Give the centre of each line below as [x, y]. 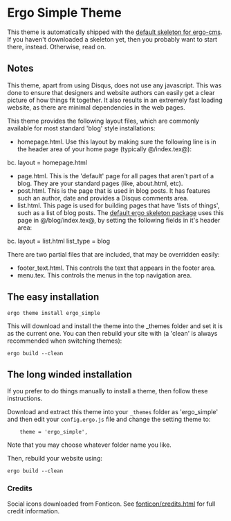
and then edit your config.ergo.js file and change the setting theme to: [109, 419]
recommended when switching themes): [65, 341]
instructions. [25, 399]
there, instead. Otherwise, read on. [57, 46]
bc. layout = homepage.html [47, 162]
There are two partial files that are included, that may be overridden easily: [113, 254]
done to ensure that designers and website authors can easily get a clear [111, 92]
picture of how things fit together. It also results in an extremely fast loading [115, 100]
